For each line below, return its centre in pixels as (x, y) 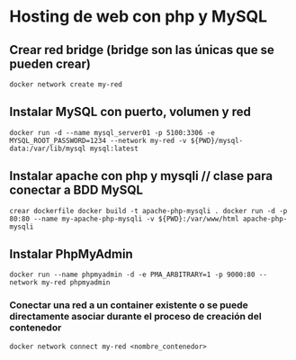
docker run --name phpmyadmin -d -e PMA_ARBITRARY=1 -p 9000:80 (132, 275)
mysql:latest (114, 148)
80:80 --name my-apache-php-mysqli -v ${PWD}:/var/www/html (125, 219)
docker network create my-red (66, 85)
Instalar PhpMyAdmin (71, 254)
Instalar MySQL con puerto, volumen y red (130, 112)
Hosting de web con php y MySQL (139, 17)
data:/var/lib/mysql (48, 148)
